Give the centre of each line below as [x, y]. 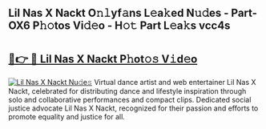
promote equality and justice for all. [67, 117]
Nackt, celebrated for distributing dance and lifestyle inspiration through [127, 91]
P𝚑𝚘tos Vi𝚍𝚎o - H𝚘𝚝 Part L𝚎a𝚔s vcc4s [131, 26]
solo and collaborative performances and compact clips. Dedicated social [130, 100]
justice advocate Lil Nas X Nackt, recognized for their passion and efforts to [133, 108]
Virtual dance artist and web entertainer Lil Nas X [175, 82]
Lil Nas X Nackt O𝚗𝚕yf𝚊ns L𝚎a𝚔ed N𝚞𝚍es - [119, 13]
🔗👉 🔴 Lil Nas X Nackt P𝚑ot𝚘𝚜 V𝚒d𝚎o [103, 59]
